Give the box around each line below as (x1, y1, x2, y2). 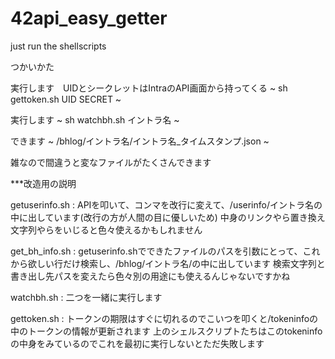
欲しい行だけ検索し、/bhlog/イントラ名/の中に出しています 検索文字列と (27, 257, 326, 269)
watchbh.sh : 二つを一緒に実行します (10, 291, 163, 303)
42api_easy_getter (10, 7, 168, 30)
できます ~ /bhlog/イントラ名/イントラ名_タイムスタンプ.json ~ (10, 135, 270, 147)
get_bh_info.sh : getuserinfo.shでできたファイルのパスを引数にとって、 (10, 245, 303, 257)
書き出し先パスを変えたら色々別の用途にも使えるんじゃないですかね (10, 270, 291, 282)
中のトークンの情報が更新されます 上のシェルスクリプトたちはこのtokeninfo (10, 325, 323, 337)
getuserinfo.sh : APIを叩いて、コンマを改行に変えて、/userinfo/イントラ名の (10, 198, 323, 211)
